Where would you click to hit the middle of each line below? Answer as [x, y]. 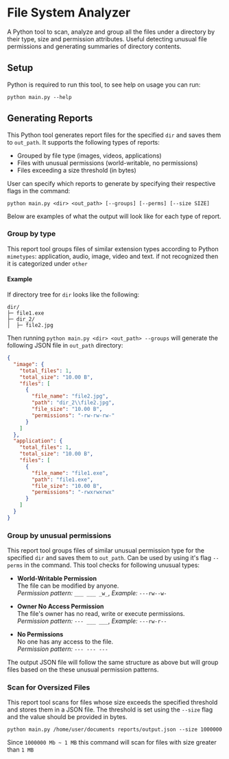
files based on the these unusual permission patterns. [83, 670]
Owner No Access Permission [60, 606]
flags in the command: [39, 191]
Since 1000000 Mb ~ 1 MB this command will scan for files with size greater [112, 742]
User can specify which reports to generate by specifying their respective [111, 183]
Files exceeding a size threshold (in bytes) [76, 170]
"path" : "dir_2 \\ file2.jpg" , [73, 403]
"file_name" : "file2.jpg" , [70, 396]
